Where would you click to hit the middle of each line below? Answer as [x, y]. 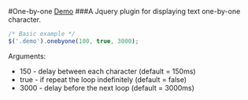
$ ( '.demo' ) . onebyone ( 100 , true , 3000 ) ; [74, 41]
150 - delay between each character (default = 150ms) [107, 71]
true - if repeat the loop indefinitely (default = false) [103, 79]
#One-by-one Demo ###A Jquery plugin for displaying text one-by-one [124, 11]
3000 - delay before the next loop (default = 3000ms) [107, 87]
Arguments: [27, 56]
